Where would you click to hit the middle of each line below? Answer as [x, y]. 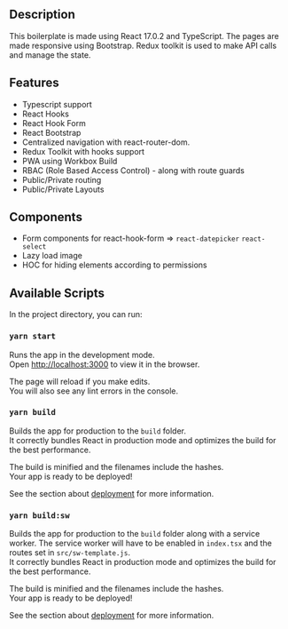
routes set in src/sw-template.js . [70, 553]
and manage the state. [50, 55]
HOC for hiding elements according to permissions [114, 265]
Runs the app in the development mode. [82, 354]
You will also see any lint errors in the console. [94, 391]
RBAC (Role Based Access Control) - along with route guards [133, 170]
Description [42, 15]
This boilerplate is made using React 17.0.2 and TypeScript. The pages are [144, 36]
